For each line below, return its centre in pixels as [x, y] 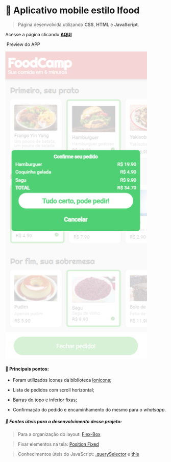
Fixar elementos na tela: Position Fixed [58, 444]
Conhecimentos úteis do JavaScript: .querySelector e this [78, 454]
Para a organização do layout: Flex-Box [59, 434]
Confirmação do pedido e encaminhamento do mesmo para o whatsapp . [89, 410]
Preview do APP [23, 44]
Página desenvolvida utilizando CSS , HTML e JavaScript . [78, 25]
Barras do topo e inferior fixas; [45, 400]
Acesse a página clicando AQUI [39, 34]
